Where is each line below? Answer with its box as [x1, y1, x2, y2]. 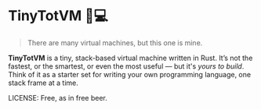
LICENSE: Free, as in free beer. [8, 93, 108, 102]
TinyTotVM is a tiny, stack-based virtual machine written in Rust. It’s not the [8, 53, 253, 62]
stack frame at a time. [8, 78, 78, 87]
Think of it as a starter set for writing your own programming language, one [8, 69, 252, 79]
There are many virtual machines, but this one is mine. [27, 37, 203, 48]
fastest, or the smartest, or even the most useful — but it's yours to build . [8, 61, 245, 71]
